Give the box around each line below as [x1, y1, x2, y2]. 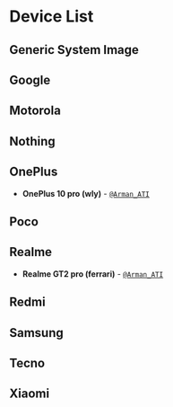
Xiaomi [9, 386, 50, 402]
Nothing [9, 133, 56, 149]
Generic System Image [9, 42, 139, 58]
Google [9, 72, 51, 87]
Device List [9, 6, 94, 27]
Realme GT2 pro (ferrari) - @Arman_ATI [22, 268, 164, 279]
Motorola [9, 103, 61, 119]
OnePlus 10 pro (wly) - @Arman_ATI [22, 188, 150, 199]
